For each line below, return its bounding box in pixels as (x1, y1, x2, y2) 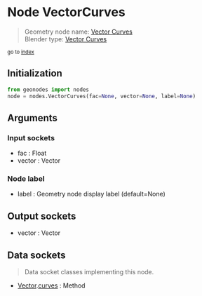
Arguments (7, 112, 58, 123)
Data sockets (7, 249, 66, 261)
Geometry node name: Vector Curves (24, 27, 133, 36)
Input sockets (7, 133, 55, 142)
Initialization (7, 67, 63, 79)
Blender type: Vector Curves (24, 34, 107, 43)
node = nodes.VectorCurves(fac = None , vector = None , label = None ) (7, 93, 196, 100)
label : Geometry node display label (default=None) (17, 190, 166, 199)
